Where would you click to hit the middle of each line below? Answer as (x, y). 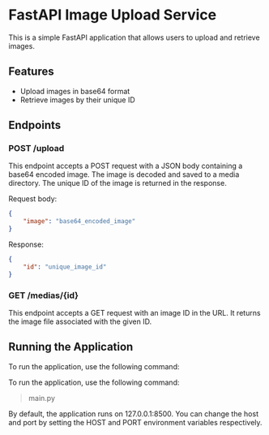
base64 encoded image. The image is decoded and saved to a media (124, 174)
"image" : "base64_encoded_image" (79, 222)
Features (31, 72)
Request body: (33, 199)
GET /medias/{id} (44, 295)
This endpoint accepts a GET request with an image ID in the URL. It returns (134, 312)
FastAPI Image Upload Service (113, 15)
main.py (41, 398)
